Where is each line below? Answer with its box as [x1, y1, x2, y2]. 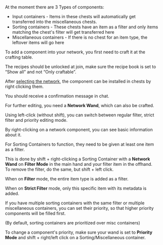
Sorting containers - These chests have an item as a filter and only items [12, 24, 159, 30]
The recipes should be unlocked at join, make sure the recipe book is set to [5, 64, 156, 69]
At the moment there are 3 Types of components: [5, 4, 104, 10]
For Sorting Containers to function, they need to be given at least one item [5, 141, 154, 147]
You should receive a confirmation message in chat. [5, 93, 110, 99]
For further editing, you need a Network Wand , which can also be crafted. [5, 103, 155, 108]
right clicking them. [5, 84, 44, 89]
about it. [5, 132, 22, 137]
